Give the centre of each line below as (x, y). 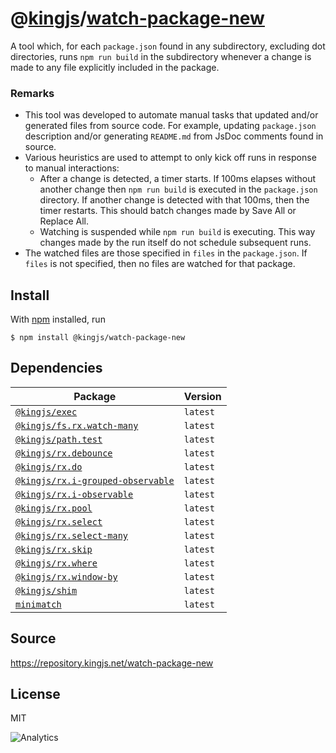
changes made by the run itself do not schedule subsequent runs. (175, 243)
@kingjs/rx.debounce (64, 453)
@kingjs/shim (46, 590)
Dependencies (56, 368)
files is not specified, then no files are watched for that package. (160, 264)
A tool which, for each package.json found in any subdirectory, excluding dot (168, 46)
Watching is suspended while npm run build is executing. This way (177, 232)
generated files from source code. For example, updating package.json (170, 126)
